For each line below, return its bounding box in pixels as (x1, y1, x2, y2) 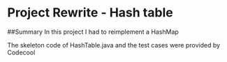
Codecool (7, 48, 36, 56)
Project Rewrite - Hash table (7, 5, 173, 21)
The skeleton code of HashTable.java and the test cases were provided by (7, 41, 221, 49)
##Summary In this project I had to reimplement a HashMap (7, 28, 180, 36)
